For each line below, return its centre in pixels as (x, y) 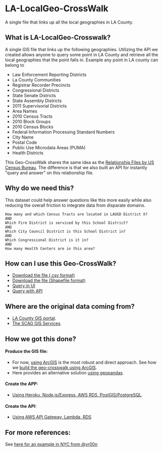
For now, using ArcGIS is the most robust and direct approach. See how (84, 362)
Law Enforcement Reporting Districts (49, 75)
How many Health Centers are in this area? (50, 248)
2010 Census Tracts (32, 116)
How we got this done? (41, 339)
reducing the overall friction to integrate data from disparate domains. (75, 205)
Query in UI (24, 286)
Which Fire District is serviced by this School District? (67, 223)
